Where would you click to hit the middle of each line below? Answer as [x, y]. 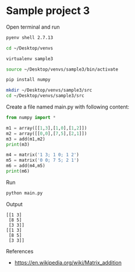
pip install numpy [28, 80]
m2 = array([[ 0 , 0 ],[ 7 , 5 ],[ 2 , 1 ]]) [47, 133]
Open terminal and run [33, 27]
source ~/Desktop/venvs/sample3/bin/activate [62, 69]
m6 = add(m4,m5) [26, 166]
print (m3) [18, 144]
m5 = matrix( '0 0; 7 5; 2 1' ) [43, 161]
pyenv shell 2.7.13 [30, 37]
